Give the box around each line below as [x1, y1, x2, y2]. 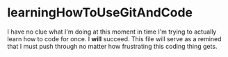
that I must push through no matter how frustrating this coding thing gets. [7, 42, 218, 50]
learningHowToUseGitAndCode [7, 5, 193, 21]
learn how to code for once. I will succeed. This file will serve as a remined [7, 34, 222, 43]
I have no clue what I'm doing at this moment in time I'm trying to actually [7, 27, 217, 36]
